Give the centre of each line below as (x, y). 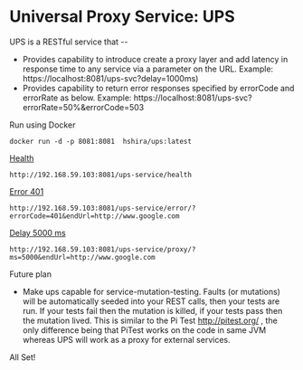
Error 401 (27, 191)
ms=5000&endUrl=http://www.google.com (82, 257)
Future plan (31, 274)
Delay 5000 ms (38, 232)
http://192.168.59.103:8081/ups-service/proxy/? (103, 249)
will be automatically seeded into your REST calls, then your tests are (151, 301)
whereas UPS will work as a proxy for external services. (126, 339)
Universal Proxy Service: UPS (122, 17)
